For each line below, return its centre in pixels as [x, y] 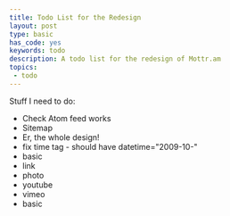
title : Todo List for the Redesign [75, 17]
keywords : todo [37, 51]
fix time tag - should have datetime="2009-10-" [110, 146]
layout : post [33, 26]
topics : [24, 68]
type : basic [31, 34]
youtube [37, 185]
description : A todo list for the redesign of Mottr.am [115, 59]
